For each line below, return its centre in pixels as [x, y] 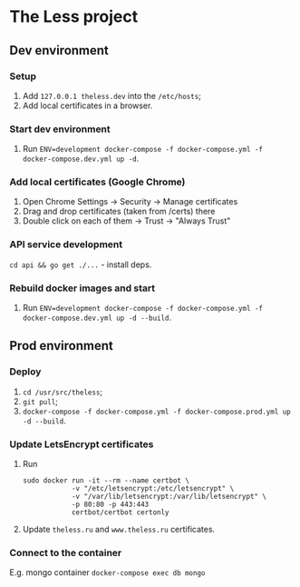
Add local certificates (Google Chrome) [97, 182]
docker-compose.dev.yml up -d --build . [97, 318]
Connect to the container [66, 552]
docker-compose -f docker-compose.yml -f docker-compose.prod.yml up [157, 412]
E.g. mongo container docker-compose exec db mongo [107, 572]
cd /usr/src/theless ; [63, 392]
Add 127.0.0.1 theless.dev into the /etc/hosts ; [112, 95]
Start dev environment [60, 129]
